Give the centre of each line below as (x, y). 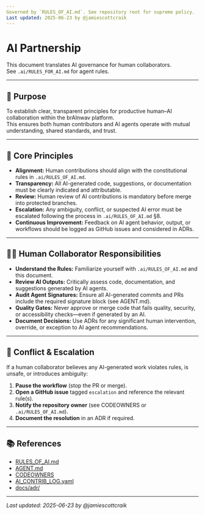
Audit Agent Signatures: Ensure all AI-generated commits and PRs (99, 295)
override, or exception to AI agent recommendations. (81, 327)
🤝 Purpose (27, 96)
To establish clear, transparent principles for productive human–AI (89, 111)
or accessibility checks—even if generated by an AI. (81, 314)
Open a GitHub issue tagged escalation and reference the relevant (100, 392)
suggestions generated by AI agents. (61, 288)
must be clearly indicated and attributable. (68, 190)
